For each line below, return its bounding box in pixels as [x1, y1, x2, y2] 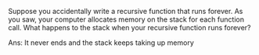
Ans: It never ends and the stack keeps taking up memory [8, 38, 194, 47]
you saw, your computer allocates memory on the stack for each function [8, 15, 245, 24]
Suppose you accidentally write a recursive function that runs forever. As [8, 7, 243, 15]
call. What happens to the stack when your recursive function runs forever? [8, 23, 252, 32]
